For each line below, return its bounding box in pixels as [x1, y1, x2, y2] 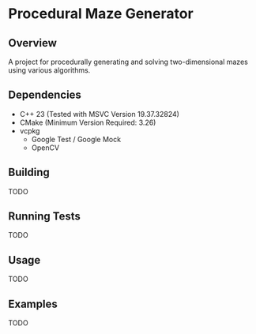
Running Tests [8, 210, 81, 223]
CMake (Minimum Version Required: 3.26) [19, 118, 156, 127]
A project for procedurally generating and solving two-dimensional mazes [8, 57, 249, 66]
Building [8, 166, 50, 179]
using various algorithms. [8, 66, 91, 75]
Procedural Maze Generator [8, 5, 194, 23]
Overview [8, 36, 58, 50]
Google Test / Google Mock [31, 134, 121, 144]
